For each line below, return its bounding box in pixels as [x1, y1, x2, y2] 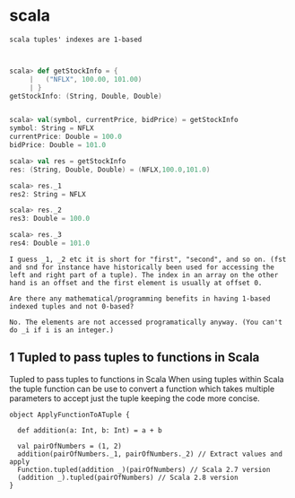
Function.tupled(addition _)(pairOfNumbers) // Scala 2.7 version [17, 465, 271, 474]
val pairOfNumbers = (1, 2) [17, 441, 123, 450]
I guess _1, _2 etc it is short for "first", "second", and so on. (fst [9, 255, 287, 264]
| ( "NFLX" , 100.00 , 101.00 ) [29, 74, 143, 83]
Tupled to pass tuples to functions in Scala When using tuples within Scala [9, 373, 284, 384]
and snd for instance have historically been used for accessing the [9, 262, 275, 272]
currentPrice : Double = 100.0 [9, 132, 123, 142]
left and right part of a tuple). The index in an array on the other [9, 270, 279, 279]
